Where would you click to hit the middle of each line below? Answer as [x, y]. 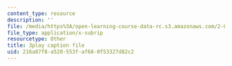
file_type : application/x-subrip [55, 33]
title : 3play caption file [46, 45]
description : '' [30, 20]
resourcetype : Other [37, 39]
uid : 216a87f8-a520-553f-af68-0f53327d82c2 [71, 52]
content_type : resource [41, 13]
